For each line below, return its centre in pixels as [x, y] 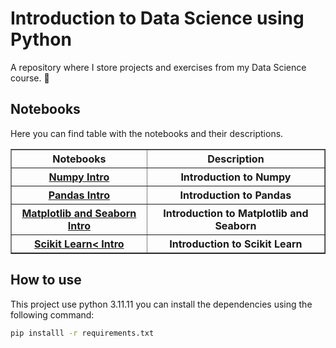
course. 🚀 [30, 78]
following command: [52, 314]
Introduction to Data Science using [157, 18]
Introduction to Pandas [235, 195]
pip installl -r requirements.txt [82, 333]
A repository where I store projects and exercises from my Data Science [158, 67]
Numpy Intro [79, 177]
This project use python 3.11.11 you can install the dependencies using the [161, 304]
